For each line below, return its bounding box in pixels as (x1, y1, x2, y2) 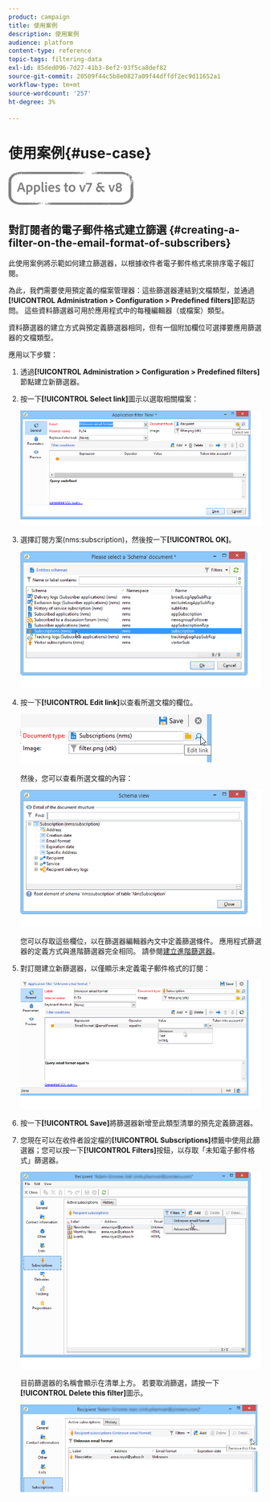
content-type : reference (8, 47, 92, 55)
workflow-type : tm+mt (8, 80, 81, 88)
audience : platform (8, 39, 74, 47)
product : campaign (8, 13, 70, 21)
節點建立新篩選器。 (19, 377, 84, 386)
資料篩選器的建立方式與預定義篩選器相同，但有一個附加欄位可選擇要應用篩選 (8, 322, 262, 332)
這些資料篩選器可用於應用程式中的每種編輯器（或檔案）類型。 (23, 306, 229, 315)
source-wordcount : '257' (8, 89, 92, 97)
